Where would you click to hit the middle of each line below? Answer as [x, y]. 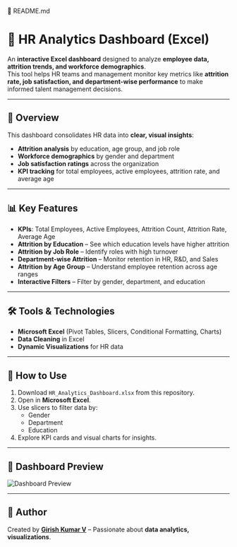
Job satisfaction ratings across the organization [88, 163]
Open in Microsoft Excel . [54, 400]
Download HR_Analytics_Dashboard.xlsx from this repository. [106, 393]
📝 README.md [29, 11]
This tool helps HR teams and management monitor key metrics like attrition [118, 73]
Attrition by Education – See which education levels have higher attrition [123, 244]
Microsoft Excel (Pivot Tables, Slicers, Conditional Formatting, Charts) [120, 331]
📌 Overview [33, 118]
